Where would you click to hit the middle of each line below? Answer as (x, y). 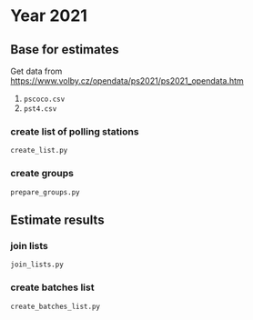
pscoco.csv (44, 99)
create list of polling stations (75, 131)
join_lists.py (37, 265)
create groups (42, 174)
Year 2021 (49, 16)
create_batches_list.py (56, 306)
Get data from (36, 71)
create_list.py (39, 151)
